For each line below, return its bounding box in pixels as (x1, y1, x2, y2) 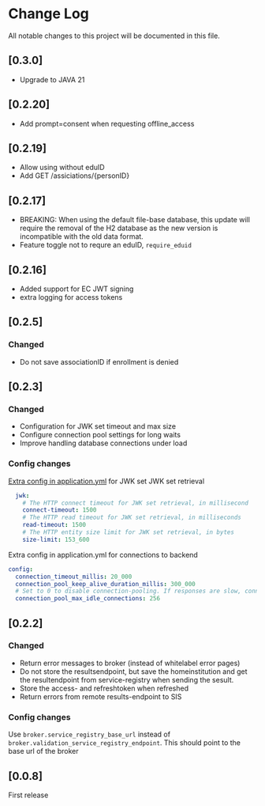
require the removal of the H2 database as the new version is (19, 223, 218, 233)
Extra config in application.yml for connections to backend (8, 550, 199, 559)
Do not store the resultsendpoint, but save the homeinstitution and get (19, 666, 248, 676)
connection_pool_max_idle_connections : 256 (15, 595, 160, 603)
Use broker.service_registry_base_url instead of (8, 729, 171, 740)
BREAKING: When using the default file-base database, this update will (19, 215, 251, 225)
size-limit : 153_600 (22, 535, 90, 543)
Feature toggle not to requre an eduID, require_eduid (19, 240, 192, 250)
